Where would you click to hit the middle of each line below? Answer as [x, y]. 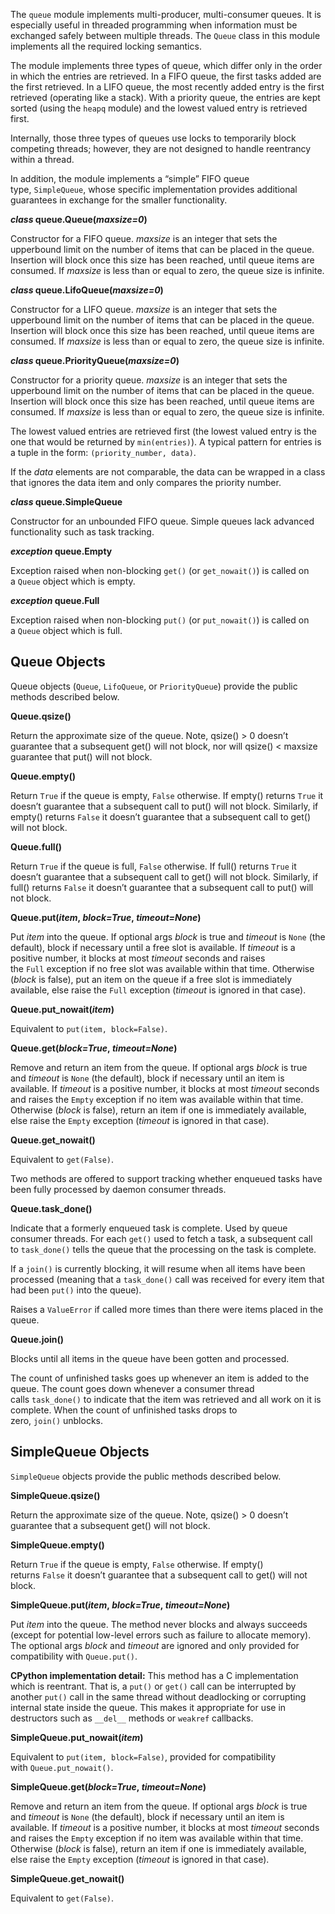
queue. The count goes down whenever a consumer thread [132, 1388]
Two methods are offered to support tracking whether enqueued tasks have [166, 1178]
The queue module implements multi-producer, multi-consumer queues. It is [166, 14]
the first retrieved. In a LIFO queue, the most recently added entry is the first [167, 87]
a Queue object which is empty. [73, 581]
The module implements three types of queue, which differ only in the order [166, 65]
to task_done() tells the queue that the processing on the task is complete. [163, 1249]
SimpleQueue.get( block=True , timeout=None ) [108, 1786]
